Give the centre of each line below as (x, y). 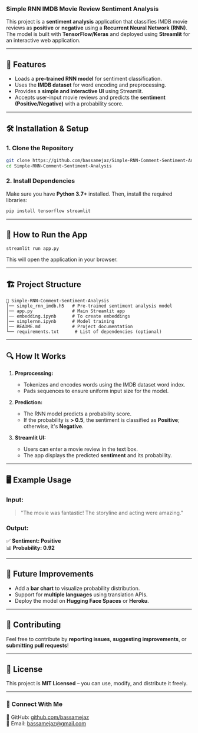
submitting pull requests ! (37, 645)
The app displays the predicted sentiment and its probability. (98, 455)
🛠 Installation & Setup (47, 128)
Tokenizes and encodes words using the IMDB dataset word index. (104, 385)
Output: (17, 528)
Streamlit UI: (30, 438)
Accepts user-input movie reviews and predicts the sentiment (90, 98)
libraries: (17, 200)
